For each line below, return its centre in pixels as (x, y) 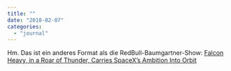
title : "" (22, 14)
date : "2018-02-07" (36, 20)
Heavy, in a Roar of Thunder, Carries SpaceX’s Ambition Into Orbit (102, 61)
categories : (24, 26)
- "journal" (31, 33)
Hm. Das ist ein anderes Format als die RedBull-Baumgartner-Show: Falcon (115, 53)
